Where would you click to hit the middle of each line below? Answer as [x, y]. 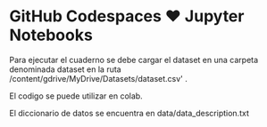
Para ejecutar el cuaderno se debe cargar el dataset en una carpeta [134, 60]
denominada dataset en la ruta [66, 69]
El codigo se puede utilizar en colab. [76, 96]
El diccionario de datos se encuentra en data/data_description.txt [129, 113]
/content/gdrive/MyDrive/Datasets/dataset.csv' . [98, 78]
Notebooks [51, 35]
